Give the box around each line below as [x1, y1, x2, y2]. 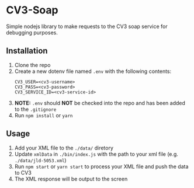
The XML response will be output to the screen [14, 175, 128, 182]
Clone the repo [14, 61, 51, 68]
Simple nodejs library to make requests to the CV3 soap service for [6, 23, 168, 30]
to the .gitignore [14, 106, 57, 113]
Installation [6, 46, 48, 56]
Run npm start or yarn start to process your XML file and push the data [14, 163, 189, 170]
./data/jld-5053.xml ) [14, 156, 67, 163]
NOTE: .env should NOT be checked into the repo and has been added [14, 99, 186, 106]
